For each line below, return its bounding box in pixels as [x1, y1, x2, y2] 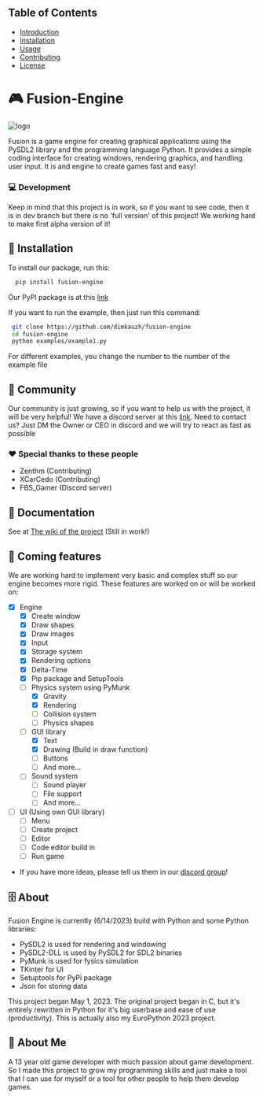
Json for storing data [19, 981, 88, 990]
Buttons [42, 753, 68, 763]
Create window [31, 612, 81, 621]
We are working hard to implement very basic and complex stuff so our [8, 571, 238, 580]
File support [42, 789, 82, 798]
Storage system [31, 647, 82, 657]
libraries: [8, 924, 37, 934]
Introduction [19, 27, 60, 36]
